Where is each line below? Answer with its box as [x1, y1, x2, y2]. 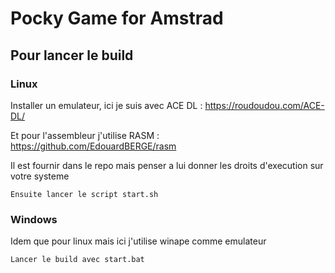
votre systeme [10, 170, 70, 182]
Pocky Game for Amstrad [10, 7, 224, 30]
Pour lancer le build [10, 47, 134, 64]
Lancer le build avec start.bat [10, 255, 145, 265]
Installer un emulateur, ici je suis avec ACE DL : [10, 99, 203, 111]
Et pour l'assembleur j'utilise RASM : [10, 129, 160, 141]
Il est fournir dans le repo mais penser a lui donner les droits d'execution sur [10, 159, 324, 171]
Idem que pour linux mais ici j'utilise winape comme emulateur [10, 235, 267, 247]
